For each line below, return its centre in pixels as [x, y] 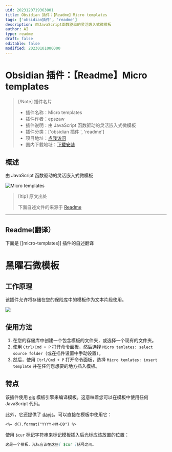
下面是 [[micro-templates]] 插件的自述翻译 [50, 243]
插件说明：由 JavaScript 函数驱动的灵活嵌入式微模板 [81, 125]
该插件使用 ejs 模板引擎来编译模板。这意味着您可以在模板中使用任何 [77, 397]
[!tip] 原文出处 [33, 196]
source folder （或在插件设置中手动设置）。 [58, 353]
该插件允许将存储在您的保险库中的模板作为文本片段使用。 [66, 300]
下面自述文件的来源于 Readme [50, 207]
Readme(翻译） [30, 230]
